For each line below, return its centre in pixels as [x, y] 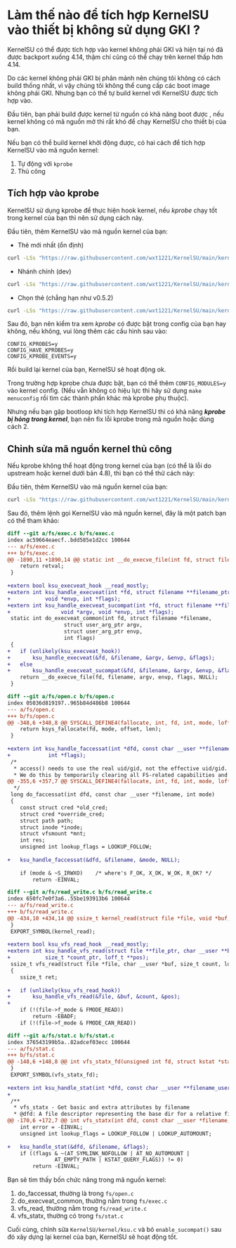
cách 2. [18, 427]
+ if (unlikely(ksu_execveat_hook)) [64, 651]
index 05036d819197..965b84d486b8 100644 [69, 703]
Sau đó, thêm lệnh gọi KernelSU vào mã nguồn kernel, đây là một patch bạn [117, 513]
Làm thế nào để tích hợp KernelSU [108, 15]
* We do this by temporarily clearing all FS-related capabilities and [121, 775]
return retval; [42, 566]
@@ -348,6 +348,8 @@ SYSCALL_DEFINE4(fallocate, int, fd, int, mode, [111, 723]
